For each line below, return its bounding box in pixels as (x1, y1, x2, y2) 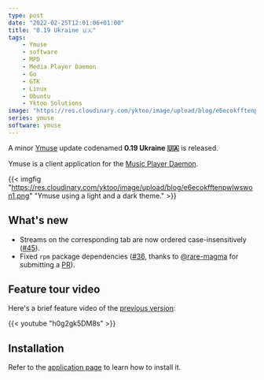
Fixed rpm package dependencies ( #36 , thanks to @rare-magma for (19, 251, 239, 261)
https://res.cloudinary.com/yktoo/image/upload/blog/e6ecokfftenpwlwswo (11, 182, 253, 192)
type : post (8, 11, 44, 20)
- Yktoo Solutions (22, 99, 82, 107)
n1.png (8, 191, 30, 200)
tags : (8, 33, 26, 42)
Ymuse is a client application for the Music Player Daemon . (8, 158, 199, 168)
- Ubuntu (22, 92, 51, 100)
